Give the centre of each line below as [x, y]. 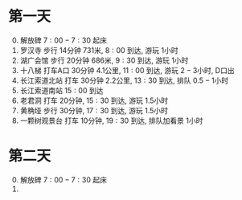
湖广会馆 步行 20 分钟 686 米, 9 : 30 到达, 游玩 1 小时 [104, 60]
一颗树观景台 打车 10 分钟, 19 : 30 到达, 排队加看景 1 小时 [111, 120]
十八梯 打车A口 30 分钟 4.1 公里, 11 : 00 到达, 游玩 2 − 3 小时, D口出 [127, 70]
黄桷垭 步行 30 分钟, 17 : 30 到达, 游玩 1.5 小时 [94, 110]
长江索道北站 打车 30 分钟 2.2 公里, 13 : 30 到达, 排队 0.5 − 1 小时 [124, 80]
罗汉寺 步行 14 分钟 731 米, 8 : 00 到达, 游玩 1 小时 [99, 50]
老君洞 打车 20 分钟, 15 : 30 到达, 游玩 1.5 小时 [94, 100]
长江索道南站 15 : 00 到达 [62, 90]
